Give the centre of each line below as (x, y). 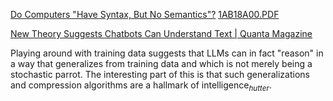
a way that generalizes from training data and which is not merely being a (161, 63)
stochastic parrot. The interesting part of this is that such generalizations (160, 74)
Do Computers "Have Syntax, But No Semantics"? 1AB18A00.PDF (145, 14)
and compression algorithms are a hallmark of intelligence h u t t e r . (141, 86)
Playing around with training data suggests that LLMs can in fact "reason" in (167, 53)
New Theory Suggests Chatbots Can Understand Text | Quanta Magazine (161, 33)
